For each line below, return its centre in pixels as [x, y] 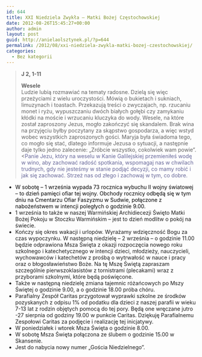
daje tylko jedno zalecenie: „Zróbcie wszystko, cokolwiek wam [99, 150]
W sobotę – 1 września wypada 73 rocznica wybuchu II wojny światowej [104, 187]
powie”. [187, 150]
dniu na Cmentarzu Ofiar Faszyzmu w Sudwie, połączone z [88, 200]
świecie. [25, 225]
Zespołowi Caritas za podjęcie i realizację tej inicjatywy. [84, 321]
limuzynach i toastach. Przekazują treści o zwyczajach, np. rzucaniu [106, 105]
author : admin [24, 29]
